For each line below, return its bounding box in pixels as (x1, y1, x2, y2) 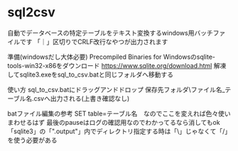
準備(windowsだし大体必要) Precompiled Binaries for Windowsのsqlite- (7, 52, 215, 61)
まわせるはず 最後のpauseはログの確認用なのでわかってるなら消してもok (7, 118, 220, 126)
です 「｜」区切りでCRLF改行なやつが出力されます (19, 37, 168, 46)
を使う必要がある (7, 135, 58, 144)
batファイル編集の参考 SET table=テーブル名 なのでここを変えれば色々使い (7, 109, 231, 118)
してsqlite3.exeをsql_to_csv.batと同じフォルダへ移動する (7, 70, 174, 79)
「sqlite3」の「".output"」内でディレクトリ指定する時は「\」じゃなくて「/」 (7, 127, 232, 135)
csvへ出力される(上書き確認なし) (33, 94, 130, 103)
